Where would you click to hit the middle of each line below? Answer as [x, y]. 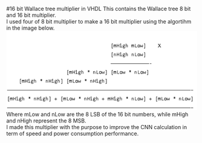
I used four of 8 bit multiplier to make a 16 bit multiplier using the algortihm [99, 21]
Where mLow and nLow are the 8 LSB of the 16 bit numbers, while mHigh [97, 115]
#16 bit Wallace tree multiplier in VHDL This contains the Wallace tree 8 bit [99, 9]
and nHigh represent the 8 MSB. [46, 121]
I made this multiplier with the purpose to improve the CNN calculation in [97, 127]
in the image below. [31, 28]
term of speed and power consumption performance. [73, 134]
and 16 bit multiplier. [31, 15]
